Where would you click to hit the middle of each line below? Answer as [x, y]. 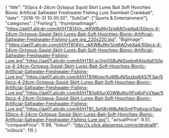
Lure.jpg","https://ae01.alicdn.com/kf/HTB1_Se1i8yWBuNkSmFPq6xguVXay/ [84, 109]
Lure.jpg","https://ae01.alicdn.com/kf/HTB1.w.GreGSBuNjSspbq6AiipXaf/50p [84, 61]
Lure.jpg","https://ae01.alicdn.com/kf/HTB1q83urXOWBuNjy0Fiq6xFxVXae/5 [84, 93]
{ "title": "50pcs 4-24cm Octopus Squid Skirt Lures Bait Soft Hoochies [78, 7]
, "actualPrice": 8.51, [130, 120]
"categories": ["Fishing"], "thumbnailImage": [51, 23]
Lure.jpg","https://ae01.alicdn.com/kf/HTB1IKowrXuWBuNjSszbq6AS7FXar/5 [84, 77]
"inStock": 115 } [21, 130]
